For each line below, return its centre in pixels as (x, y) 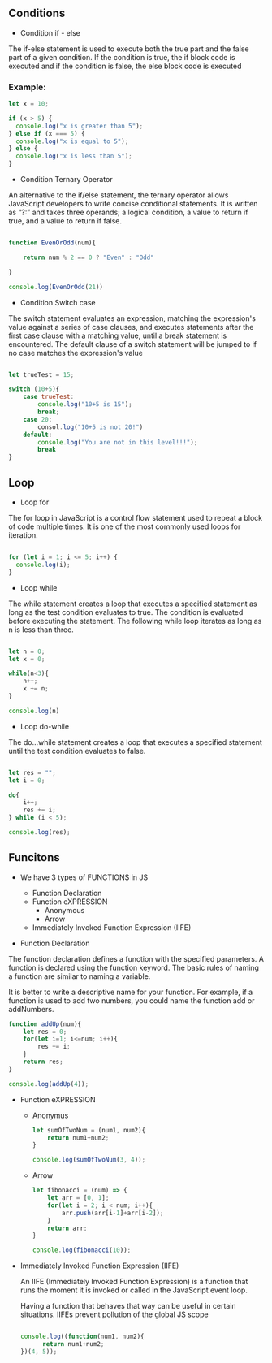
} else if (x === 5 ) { (47, 133)
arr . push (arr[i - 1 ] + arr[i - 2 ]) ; (112, 1213)
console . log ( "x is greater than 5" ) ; (80, 126)
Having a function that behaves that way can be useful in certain (128, 1306)
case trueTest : (49, 397)
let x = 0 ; (27, 659)
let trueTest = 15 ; (41, 374)
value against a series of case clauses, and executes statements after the (131, 327)
